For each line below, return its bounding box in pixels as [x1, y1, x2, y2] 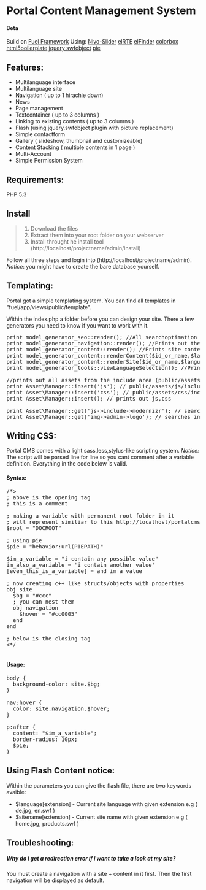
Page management [15, 105, 63, 112]
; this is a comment [6, 500, 69, 507]
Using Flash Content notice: [6, 765, 115, 776]
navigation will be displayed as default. [6, 877, 104, 884]
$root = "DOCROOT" [6, 524, 62, 531]
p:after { [6, 723, 36, 731]
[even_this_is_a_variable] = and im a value [6, 567, 143, 574]
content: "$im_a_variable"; [12, 729, 97, 737]
